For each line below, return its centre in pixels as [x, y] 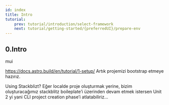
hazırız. [13, 76]
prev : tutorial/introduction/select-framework [64, 24]
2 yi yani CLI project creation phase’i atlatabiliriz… [57, 97]
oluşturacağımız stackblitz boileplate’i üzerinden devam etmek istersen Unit [83, 91]
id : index [16, 10]
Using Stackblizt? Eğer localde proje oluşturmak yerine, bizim [69, 86]
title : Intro [19, 15]
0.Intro [16, 49]
